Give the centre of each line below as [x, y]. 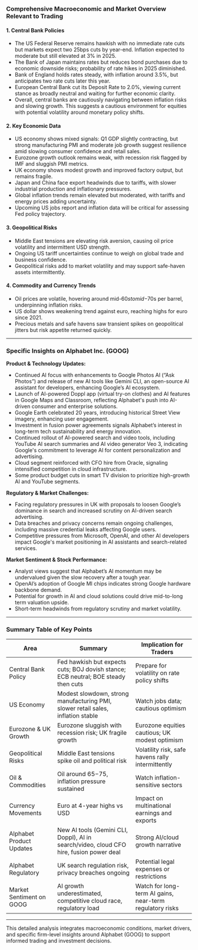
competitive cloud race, [90, 901]
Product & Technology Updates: [46, 364]
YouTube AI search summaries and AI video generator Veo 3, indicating [101, 444]
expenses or [152, 869]
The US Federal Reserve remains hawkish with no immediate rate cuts [100, 44]
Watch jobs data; [159, 701]
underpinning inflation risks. [49, 305]
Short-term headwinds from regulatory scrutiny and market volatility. [98, 609]
